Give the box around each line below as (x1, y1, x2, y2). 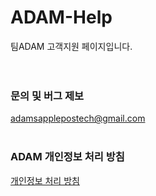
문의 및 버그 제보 (10, 89, 84, 103)
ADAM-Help (10, 6, 113, 29)
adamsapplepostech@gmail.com (10, 112, 146, 125)
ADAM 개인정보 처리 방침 (10, 150, 125, 164)
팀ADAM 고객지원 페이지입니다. (10, 40, 133, 52)
